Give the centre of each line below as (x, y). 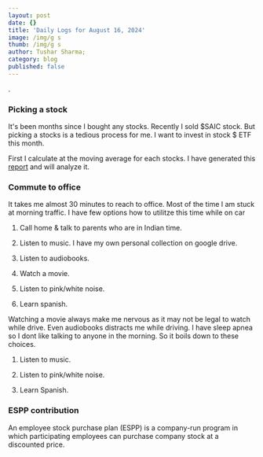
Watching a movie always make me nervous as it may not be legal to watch (130, 319)
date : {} (22, 23)
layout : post (29, 15)
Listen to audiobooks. (55, 258)
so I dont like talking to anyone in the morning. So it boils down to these (124, 336)
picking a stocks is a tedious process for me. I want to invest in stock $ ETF (130, 135)
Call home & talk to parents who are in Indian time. (100, 228)
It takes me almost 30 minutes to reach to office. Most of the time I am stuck (131, 205)
